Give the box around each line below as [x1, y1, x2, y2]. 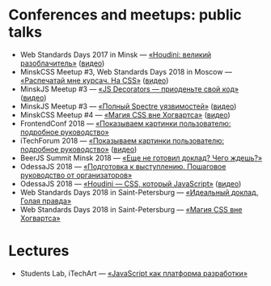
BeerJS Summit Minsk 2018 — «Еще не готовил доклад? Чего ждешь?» [19, 152, 263, 163]
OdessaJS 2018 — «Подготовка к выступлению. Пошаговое [19, 161, 227, 171]
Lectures [8, 241, 70, 260]
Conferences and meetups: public [8, 6, 243, 24]
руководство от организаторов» [19, 170, 133, 180]
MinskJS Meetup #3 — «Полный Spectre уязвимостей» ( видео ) [19, 101, 237, 111]
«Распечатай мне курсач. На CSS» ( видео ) [19, 75, 169, 85]
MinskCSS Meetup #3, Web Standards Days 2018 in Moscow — [19, 66, 232, 76]
